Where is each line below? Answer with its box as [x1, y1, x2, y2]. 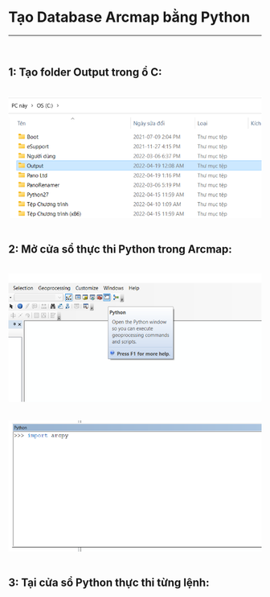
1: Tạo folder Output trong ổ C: [8, 65, 162, 80]
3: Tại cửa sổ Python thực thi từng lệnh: [8, 576, 210, 590]
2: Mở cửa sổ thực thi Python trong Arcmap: [8, 242, 233, 257]
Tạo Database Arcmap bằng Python [8, 8, 251, 27]
